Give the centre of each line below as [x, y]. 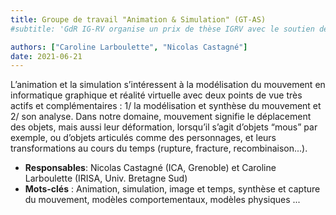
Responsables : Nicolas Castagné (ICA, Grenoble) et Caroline [150, 168]
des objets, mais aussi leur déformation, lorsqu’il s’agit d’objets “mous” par [164, 127]
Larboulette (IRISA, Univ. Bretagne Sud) [106, 178]
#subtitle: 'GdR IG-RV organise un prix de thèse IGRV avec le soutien [162, 29]
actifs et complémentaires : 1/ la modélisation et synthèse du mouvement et [166, 106]
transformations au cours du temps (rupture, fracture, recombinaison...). [159, 148]
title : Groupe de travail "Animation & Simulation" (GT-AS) [138, 19]
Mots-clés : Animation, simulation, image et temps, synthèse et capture [172, 189]
